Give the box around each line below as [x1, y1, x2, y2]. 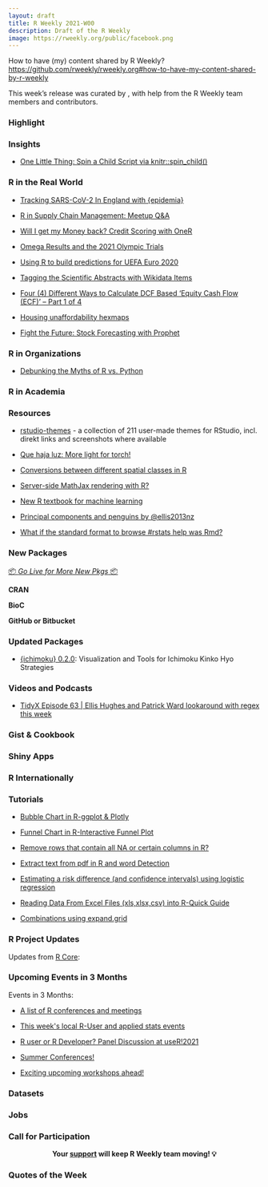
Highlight [8, 117, 46, 128]
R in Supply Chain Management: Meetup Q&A [19, 210, 170, 220]
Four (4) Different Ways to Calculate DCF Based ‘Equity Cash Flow [19, 288, 238, 297]
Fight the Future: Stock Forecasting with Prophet [19, 328, 180, 337]
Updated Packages [8, 636, 84, 647]
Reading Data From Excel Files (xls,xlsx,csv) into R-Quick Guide [19, 898, 230, 908]
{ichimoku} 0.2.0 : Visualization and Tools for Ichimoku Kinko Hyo [19, 654, 234, 664]
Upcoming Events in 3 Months [8, 971, 128, 983]
